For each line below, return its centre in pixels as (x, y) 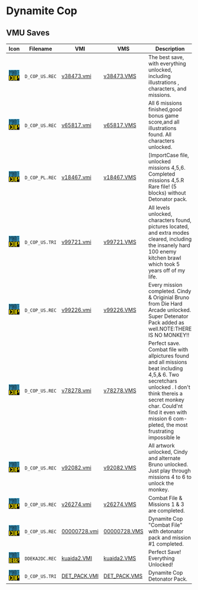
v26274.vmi (76, 504)
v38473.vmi (76, 76)
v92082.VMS (120, 468)
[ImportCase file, (169, 155)
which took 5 (164, 264)
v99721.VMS (120, 242)
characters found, (170, 220)
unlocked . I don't (169, 387)
